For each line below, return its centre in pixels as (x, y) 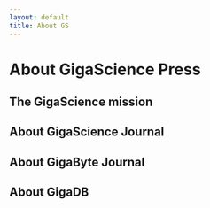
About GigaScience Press (105, 69)
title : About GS (39, 26)
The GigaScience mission (81, 102)
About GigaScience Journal (87, 132)
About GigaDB (49, 193)
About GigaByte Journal (77, 162)
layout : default (39, 17)
